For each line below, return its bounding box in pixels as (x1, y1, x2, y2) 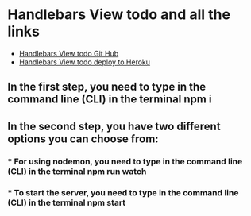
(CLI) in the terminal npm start (7, 197, 126, 208)
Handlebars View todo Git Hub (18, 48, 119, 58)
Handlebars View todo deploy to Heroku (18, 57, 151, 67)
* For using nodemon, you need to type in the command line (7, 156, 243, 167)
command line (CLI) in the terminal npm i (7, 93, 212, 106)
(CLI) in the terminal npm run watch (7, 165, 147, 176)
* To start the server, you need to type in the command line (7, 187, 239, 198)
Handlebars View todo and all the (7, 6, 231, 24)
